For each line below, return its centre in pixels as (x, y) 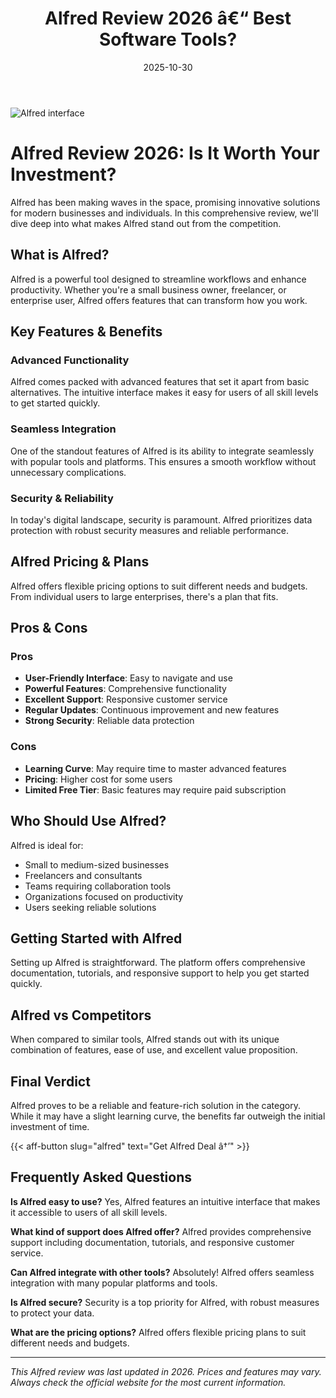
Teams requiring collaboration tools (98, 886)
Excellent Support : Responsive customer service (126, 699)
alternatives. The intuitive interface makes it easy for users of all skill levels (164, 393)
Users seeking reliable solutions (90, 907)
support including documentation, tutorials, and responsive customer (152, 1242)
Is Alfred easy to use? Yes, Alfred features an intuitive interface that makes (165, 1201)
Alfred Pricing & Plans (80, 562)
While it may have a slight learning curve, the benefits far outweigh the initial (168, 1116)
